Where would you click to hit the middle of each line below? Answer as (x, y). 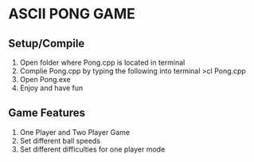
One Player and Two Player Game (74, 132)
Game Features (47, 113)
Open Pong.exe (45, 79)
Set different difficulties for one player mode (92, 149)
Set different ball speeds (60, 140)
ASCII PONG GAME (72, 14)
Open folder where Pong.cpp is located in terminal (102, 62)
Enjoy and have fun (51, 88)
